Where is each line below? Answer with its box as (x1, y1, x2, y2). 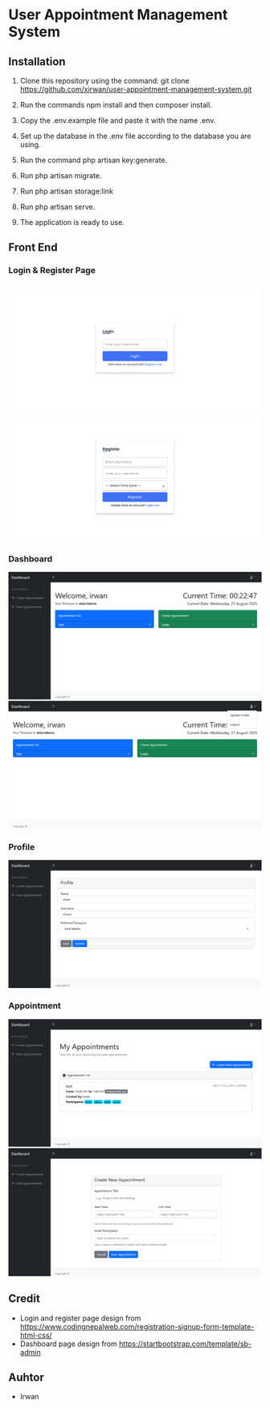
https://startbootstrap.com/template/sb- (119, 1339, 252, 1349)
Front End (8, 241, 58, 255)
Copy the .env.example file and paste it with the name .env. (19, 116, 216, 125)
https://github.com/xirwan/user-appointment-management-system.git (19, 84, 252, 94)
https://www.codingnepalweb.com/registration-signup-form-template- (19, 1321, 255, 1331)
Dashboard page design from (19, 1339, 118, 1349)
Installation (8, 55, 66, 68)
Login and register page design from (19, 1313, 141, 1323)
